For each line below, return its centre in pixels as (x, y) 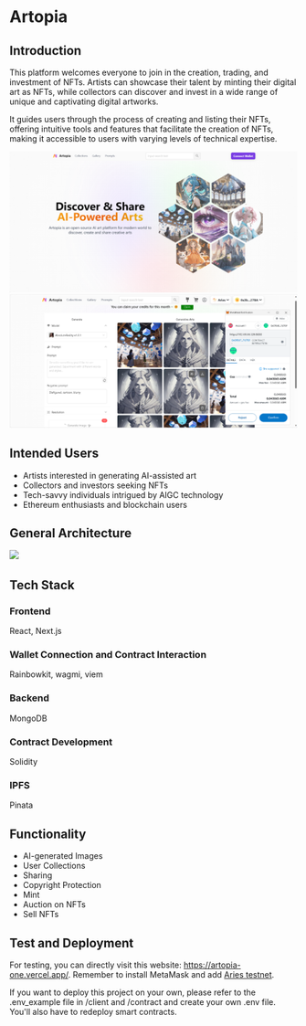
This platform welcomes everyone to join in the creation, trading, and (139, 72)
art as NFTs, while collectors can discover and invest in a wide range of (144, 92)
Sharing (37, 875)
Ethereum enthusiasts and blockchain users (105, 504)
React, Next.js (36, 631)
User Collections (54, 866)
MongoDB (28, 718)
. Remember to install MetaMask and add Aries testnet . (171, 974)
